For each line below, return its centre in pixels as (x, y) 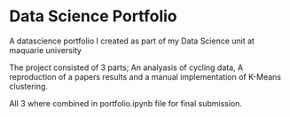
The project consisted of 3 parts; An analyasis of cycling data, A (126, 67)
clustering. (29, 86)
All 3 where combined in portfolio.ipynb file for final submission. (125, 103)
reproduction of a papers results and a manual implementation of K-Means (145, 76)
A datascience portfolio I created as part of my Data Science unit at (132, 41)
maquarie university (46, 50)
